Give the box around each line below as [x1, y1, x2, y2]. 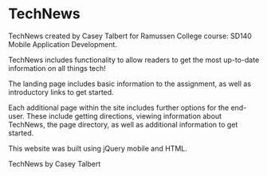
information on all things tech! [8, 63, 106, 72]
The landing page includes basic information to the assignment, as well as [8, 79, 252, 88]
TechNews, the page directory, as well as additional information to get [8, 119, 238, 129]
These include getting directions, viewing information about [26, 111, 222, 120]
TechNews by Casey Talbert [8, 158, 101, 168]
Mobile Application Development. [8, 39, 118, 49]
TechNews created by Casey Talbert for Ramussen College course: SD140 [8, 31, 253, 41]
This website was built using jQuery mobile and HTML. [8, 143, 187, 153]
